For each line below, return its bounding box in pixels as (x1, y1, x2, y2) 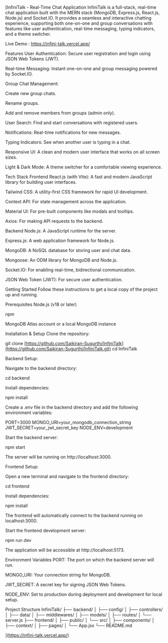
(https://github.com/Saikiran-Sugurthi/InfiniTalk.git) (5, 346, 111, 352)
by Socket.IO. (5, 71, 33, 77)
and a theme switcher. (5, 31, 51, 37)
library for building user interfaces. (5, 179, 77, 185)
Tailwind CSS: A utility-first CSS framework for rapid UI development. (5, 189, 148, 195)
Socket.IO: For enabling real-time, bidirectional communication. (5, 267, 136, 273)
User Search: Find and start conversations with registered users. (5, 120, 139, 125)
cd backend (5, 375, 30, 381)
